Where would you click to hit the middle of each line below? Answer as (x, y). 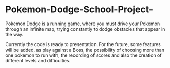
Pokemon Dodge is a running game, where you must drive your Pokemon (83, 24)
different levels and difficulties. (38, 60)
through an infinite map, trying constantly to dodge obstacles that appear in (85, 29)
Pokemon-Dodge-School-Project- (79, 9)
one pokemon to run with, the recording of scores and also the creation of (83, 55)
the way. (14, 34)
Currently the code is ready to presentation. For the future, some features (83, 44)
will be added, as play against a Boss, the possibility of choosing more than (85, 50)
